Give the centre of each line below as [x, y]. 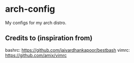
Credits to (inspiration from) [49, 38]
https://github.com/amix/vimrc [36, 55]
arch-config [30, 9]
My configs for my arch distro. [36, 23]
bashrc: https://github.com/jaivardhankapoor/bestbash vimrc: [67, 50]
